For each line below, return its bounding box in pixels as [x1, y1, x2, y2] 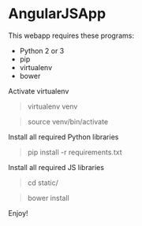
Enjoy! [8, 208, 29, 217]
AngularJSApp [8, 5, 106, 23]
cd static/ [27, 178, 59, 187]
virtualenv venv [27, 102, 78, 111]
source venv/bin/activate [27, 117, 109, 126]
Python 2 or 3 [19, 46, 65, 55]
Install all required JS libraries [8, 162, 105, 172]
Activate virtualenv [8, 86, 69, 95]
